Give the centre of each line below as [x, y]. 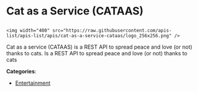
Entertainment [33, 83]
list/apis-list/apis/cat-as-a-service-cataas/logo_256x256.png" [89, 36]
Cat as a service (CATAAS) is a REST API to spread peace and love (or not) [99, 47]
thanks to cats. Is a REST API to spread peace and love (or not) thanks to [97, 54]
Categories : [21, 72]
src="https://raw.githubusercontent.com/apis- [112, 31]
